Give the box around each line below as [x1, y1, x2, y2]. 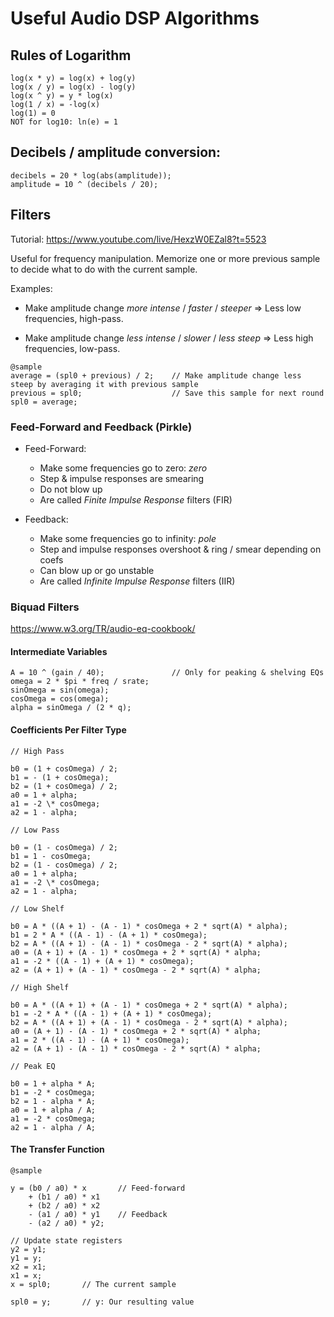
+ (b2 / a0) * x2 [28, 1200, 101, 1211]
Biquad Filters [10, 600, 80, 614]
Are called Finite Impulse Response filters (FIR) [39, 493, 233, 506]
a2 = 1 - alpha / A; [10, 1122, 97, 1132]
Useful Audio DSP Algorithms [10, 7, 260, 30]
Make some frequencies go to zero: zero [39, 462, 208, 474]
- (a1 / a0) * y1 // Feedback [28, 1209, 168, 1219]
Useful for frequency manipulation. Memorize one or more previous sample [10, 252, 321, 264]
